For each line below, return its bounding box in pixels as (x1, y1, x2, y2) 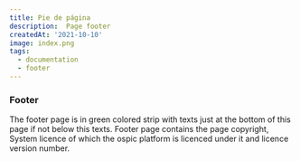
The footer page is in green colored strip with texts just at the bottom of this (9, 114, 291, 125)
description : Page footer (9, 22, 111, 31)
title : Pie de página (9, 13, 91, 23)
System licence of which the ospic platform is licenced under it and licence (9, 133, 289, 145)
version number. (9, 143, 70, 154)
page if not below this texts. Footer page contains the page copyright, (9, 124, 269, 135)
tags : (9, 47, 30, 56)
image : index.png (9, 38, 75, 48)
